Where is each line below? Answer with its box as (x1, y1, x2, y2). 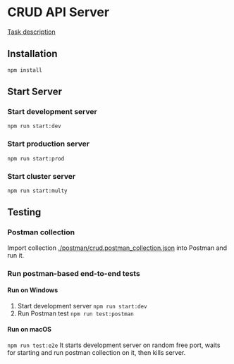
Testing (7, 206, 42, 218)
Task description (7, 27, 56, 36)
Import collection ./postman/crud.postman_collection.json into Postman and (7, 244, 228, 252)
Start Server (7, 86, 62, 98)
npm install (7, 66, 42, 74)
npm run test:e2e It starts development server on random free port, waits (7, 341, 221, 349)
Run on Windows (7, 286, 58, 294)
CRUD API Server (7, 4, 110, 20)
